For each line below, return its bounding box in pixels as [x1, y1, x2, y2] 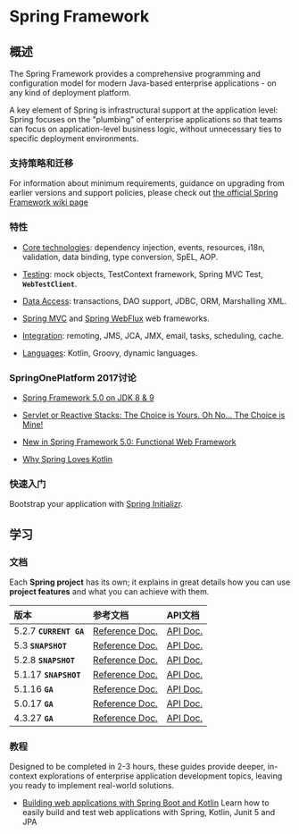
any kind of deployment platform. [9, 88, 132, 97]
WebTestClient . [21, 278, 78, 289]
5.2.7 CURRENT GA [13, 624, 85, 636]
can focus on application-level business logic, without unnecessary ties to [9, 123, 282, 134]
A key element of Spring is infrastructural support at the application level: [9, 105, 278, 115]
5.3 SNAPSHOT [13, 639, 67, 652]
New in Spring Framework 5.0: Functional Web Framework [21, 436, 237, 447]
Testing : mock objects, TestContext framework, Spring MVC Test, [21, 268, 263, 279]
